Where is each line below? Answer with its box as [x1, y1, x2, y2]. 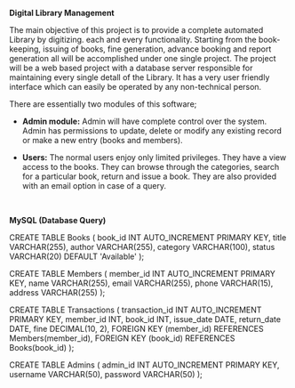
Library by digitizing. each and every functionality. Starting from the [9, 35, 257, 44]
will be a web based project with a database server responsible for [9, 62, 253, 73]
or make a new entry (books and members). [21, 135, 184, 145]
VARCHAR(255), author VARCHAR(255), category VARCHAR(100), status [9, 242, 275, 252]
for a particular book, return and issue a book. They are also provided [21, 171, 277, 182]
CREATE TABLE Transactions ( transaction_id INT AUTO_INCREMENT [9, 304, 262, 315]
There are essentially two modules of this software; [9, 99, 197, 109]
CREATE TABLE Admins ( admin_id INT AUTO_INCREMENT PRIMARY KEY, [9, 360, 280, 370]
